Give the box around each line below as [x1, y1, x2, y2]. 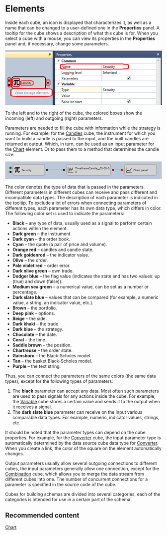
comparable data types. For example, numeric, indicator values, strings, [12, 415, 160, 421]
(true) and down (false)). [12, 278, 63, 284]
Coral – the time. [12, 337, 47, 343]
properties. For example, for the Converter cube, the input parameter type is [5, 435, 161, 441]
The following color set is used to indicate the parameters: [5, 211, 124, 217]
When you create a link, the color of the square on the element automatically [5, 445, 162, 452]
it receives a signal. [12, 404, 52, 410]
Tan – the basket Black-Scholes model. [12, 358, 93, 364]
